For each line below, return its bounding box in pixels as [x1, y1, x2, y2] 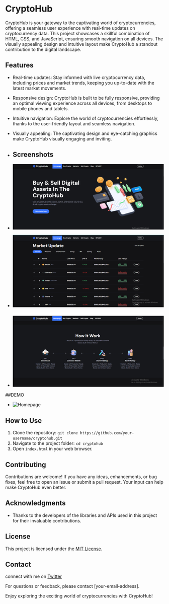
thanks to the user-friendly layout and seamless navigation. [12, 120, 136, 126]
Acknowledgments [5, 499, 66, 507]
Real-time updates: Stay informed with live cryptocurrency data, [12, 74, 146, 81]
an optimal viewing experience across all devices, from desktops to [12, 100, 152, 106]
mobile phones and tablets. [12, 105, 69, 111]
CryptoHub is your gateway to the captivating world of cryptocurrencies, [5, 20, 156, 26]
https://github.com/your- [79, 431, 134, 436]
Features [5, 61, 34, 69]
